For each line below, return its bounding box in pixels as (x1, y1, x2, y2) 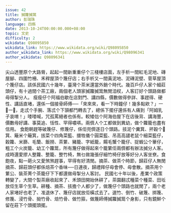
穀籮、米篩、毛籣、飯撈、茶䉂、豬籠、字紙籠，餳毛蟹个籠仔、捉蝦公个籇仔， (5, 139, 166, 145)
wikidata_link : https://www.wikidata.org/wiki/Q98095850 (5, 45, 129, 50)
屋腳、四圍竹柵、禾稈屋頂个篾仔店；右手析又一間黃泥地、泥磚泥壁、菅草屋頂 (5, 76, 166, 82)
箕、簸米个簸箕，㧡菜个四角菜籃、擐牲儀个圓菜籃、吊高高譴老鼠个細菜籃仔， (5, 132, 166, 138)
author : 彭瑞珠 (5, 17, 35, 22)
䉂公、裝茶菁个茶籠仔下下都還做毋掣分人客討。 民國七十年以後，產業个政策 (5, 170, 163, 176)
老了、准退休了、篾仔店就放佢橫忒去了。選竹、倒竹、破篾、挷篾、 (27, 190, 166, 196)
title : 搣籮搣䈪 (5, 12, 37, 17)
